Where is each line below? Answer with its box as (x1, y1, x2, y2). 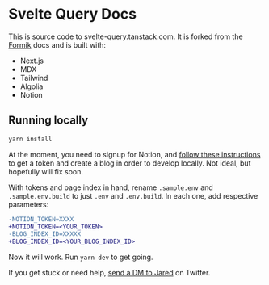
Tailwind (19, 73, 48, 82)
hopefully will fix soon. (8, 166, 83, 176)
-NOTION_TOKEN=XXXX (8, 215, 74, 223)
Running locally (8, 114, 89, 128)
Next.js (19, 56, 44, 65)
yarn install (8, 135, 53, 143)
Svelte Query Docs (8, 5, 137, 23)
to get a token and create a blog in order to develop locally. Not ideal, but (8, 158, 251, 168)
